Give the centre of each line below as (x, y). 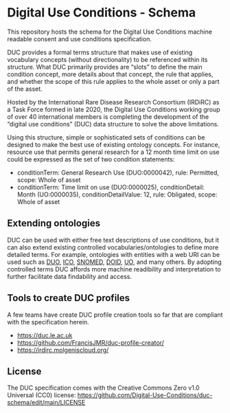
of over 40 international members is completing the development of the (108, 116)
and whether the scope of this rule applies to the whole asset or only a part (113, 81)
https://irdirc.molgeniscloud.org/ (63, 350)
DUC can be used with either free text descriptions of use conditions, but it (113, 240)
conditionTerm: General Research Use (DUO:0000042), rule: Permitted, (118, 172)
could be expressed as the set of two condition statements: (91, 159)
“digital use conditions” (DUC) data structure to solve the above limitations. (113, 124)
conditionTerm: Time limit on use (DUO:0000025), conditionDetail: (111, 187)
